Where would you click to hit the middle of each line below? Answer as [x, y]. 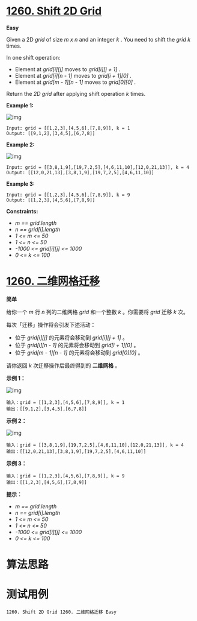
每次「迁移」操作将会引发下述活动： [51, 324]
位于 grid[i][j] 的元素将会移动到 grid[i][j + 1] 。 [71, 337]
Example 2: [20, 144]
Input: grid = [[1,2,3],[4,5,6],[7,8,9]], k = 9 [68, 195]
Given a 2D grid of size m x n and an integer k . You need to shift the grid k [98, 39]
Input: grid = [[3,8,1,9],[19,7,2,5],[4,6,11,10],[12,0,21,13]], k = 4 [98, 167]
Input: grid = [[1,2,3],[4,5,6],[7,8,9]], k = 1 [68, 128]
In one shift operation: [33, 57]
